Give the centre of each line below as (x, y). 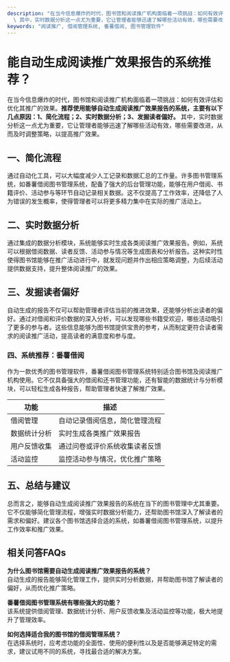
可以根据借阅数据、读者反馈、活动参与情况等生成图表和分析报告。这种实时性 (115, 251)
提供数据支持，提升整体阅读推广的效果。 (64, 268)
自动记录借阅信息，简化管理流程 (110, 421)
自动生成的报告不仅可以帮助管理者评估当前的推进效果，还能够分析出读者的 (112, 310)
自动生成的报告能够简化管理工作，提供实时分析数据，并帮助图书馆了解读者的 (115, 579)
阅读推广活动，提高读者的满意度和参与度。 (79, 335)
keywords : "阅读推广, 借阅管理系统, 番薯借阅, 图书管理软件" (86, 26)
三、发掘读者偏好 (43, 292)
